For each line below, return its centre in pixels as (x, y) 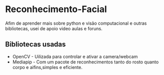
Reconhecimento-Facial (56, 9)
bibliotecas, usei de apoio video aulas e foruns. (54, 28)
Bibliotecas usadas (36, 45)
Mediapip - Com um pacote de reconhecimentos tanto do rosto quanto (86, 62)
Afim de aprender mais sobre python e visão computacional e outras (76, 23)
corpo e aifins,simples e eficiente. (47, 67)
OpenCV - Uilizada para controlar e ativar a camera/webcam (75, 56)
